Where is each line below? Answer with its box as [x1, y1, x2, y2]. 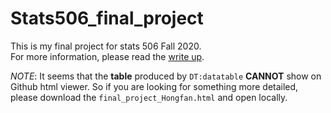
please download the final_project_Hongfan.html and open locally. [10, 91, 288, 103]
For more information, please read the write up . [10, 50, 205, 62]
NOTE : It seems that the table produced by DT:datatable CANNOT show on [10, 70, 322, 82]
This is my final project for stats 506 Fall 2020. [10, 40, 202, 52]
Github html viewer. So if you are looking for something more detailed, [10, 80, 299, 92]
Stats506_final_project [10, 7, 204, 30]
